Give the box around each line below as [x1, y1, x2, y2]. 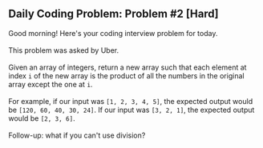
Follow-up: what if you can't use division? [8, 130, 146, 140]
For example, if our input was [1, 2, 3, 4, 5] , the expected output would [8, 96, 253, 106]
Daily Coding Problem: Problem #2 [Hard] [8, 7, 219, 21]
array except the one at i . [8, 79, 93, 89]
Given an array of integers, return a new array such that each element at [8, 62, 247, 72]
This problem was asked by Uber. [8, 45, 119, 55]
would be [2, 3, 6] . [8, 113, 75, 123]
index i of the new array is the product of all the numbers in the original [8, 70, 245, 80]
